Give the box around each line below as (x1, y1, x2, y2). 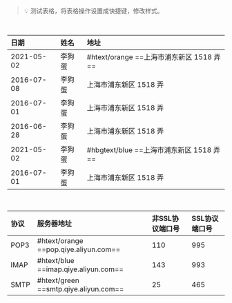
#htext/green (37, 275, 79, 285)
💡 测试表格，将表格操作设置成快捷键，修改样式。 (23, 7, 164, 14)
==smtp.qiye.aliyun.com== (37, 284, 124, 293)
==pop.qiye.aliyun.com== (37, 244, 121, 254)
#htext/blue (37, 256, 75, 265)
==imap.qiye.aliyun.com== (37, 264, 124, 274)
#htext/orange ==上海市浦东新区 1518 (86, 52, 213, 61)
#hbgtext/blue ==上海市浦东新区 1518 (86, 145, 212, 154)
